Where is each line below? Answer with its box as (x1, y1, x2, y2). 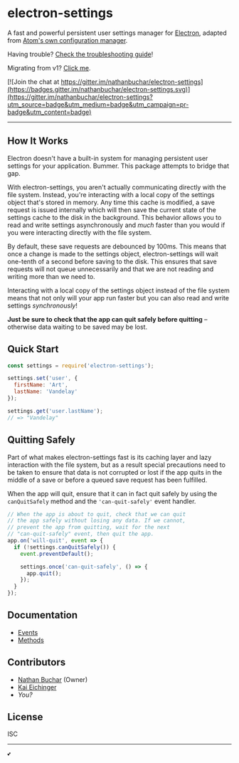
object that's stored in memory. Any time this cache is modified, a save (7, 198, 216, 206)
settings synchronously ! (7, 301, 78, 310)
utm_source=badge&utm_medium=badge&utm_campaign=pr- (7, 100, 189, 108)
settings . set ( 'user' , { (7, 375, 78, 382)
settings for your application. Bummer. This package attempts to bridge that (7, 162, 230, 170)
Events (17, 628, 38, 636)
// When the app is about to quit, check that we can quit (7, 510, 186, 517)
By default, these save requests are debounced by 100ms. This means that (7, 242, 226, 251)
